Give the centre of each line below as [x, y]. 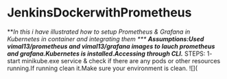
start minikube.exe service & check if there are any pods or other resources [114, 60]
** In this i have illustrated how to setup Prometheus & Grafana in [99, 32]
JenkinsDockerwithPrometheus [99, 13]
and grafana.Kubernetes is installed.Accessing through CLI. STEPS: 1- [110, 54]
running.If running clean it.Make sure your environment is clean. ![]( [102, 68]
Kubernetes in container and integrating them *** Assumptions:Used [106, 38]
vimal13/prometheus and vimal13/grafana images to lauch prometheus [111, 46]
